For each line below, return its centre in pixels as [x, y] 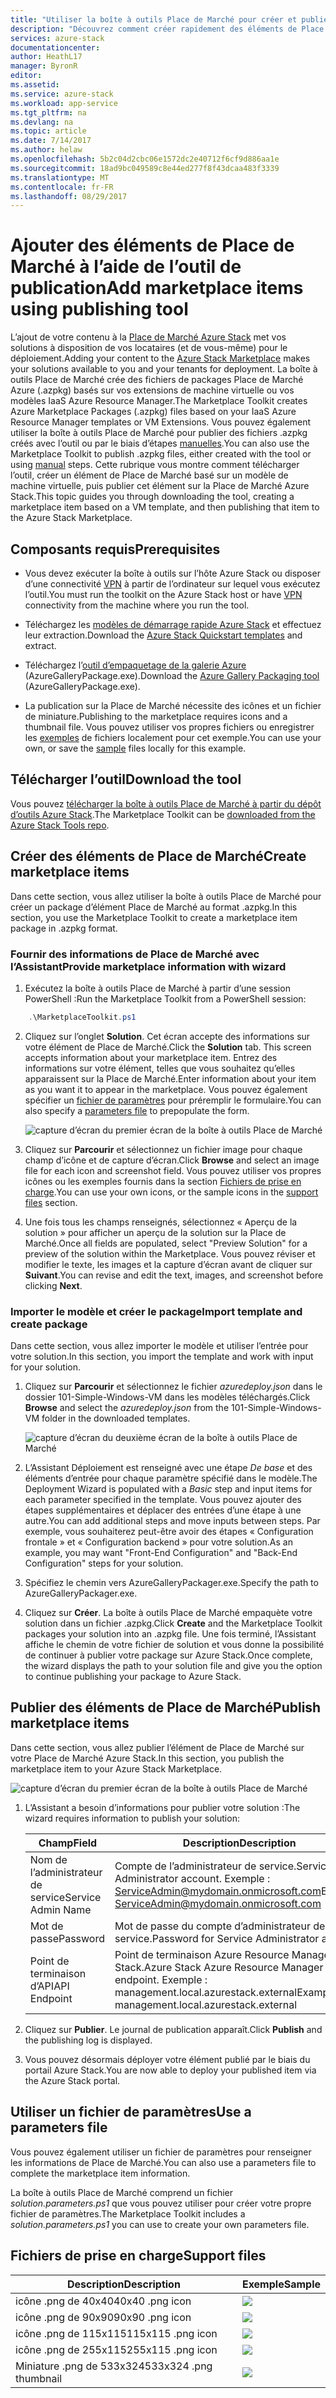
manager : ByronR [44, 66]
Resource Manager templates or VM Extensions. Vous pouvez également [161, 422]
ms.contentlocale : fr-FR [62, 187]
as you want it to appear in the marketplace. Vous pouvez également [166, 1089]
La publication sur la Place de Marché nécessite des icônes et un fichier [173, 705]
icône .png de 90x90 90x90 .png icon [103, 2317]
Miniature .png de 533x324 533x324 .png [114, 2366]
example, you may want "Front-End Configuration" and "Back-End [161, 1553]
